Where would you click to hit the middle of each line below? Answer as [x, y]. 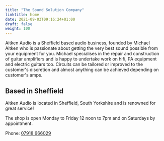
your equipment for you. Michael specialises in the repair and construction [82, 54]
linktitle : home [22, 15]
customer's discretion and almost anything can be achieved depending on [82, 70]
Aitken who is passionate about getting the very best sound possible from [82, 48]
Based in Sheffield [34, 91]
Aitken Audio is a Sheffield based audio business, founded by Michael [77, 43]
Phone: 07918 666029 [28, 133]
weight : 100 [18, 29]
